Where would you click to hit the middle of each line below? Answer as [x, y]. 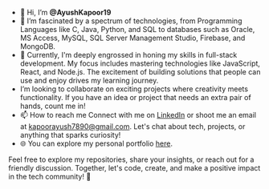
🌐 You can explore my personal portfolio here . [96, 143]
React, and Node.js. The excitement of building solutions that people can [140, 72]
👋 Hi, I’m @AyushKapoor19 [65, 12]
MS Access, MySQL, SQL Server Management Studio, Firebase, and [132, 38]
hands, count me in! [53, 106]
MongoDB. [38, 46]
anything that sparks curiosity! [70, 135]
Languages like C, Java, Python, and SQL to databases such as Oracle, [137, 29]
